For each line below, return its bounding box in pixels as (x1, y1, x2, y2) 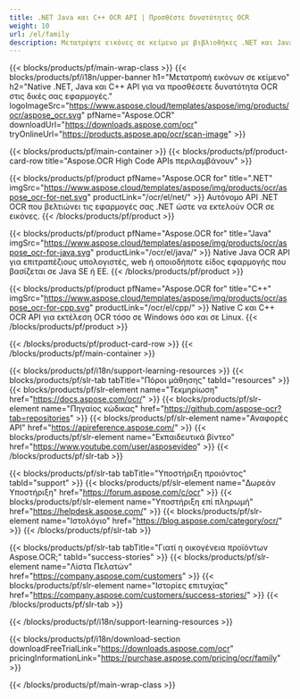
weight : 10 (9, 21, 50, 30)
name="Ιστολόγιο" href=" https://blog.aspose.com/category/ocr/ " (40, 515, 283, 527)
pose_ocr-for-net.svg (9, 192, 87, 203)
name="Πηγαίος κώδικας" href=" (40, 404, 165, 414)
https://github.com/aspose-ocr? (163, 404, 282, 414)
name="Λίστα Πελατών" (40, 562, 132, 572)
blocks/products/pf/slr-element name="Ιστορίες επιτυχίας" (9, 580, 229, 591)
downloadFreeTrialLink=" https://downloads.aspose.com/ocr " (9, 644, 234, 654)
